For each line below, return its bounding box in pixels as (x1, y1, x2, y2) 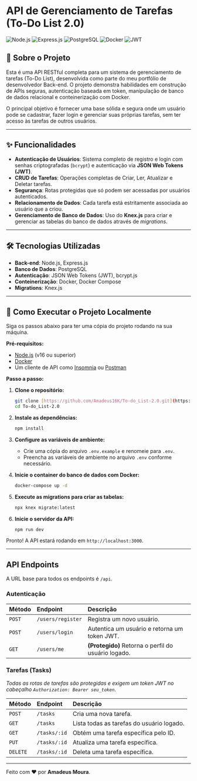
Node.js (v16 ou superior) (14, 351, 76, 359)
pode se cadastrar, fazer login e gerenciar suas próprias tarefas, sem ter (6, 111, 181, 118)
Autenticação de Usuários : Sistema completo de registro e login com (14, 155, 184, 163)
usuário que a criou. (14, 205, 63, 212)
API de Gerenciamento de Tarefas (6, 4, 173, 18)
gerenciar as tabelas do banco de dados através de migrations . (14, 218, 168, 225)
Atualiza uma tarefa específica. (72, 738, 158, 746)
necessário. (23, 459, 52, 467)
